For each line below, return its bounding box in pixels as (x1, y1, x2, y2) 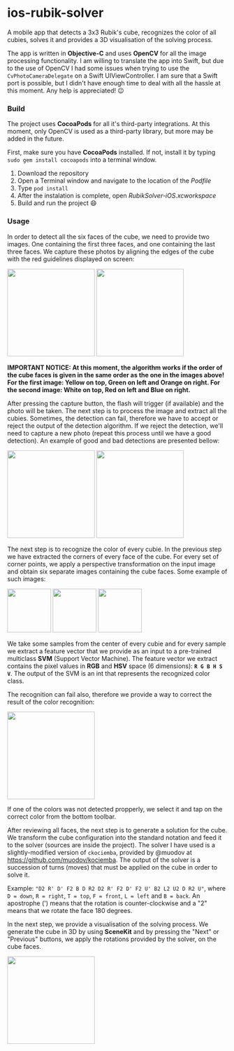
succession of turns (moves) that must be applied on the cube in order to (7, 863, 218, 871)
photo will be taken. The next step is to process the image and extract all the (7, 406, 227, 415)
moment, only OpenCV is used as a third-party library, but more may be (7, 127, 214, 136)
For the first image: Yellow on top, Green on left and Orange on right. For (7, 378, 221, 387)
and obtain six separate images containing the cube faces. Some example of (7, 567, 228, 576)
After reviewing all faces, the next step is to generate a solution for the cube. (7, 826, 228, 834)
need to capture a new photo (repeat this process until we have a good (7, 429, 212, 437)
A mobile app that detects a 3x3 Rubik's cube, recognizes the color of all (7, 28, 217, 36)
